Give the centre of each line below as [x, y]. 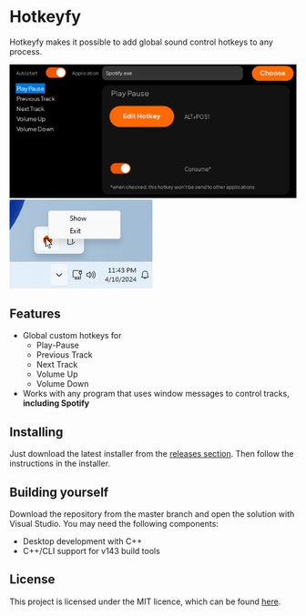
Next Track [57, 365]
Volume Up [57, 374]
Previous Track [64, 355]
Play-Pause [57, 345]
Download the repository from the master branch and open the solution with [152, 514]
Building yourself [59, 492]
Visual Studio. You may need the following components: [114, 524]
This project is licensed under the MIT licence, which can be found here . [145, 601]
